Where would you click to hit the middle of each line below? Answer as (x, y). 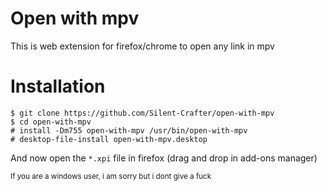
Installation (58, 86)
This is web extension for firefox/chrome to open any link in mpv (142, 46)
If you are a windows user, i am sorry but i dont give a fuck (111, 176)
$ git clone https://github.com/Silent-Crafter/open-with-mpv (142, 113)
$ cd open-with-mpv (51, 122)
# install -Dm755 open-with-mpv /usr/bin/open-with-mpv (129, 130)
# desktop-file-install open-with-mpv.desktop (109, 139)
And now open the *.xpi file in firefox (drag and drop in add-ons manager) (164, 158)
